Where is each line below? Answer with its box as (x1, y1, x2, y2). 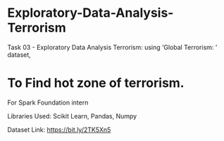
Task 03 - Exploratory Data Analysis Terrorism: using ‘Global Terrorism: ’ (7, 43, 218, 51)
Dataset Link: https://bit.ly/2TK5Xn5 (7, 125, 111, 134)
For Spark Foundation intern (7, 98, 89, 107)
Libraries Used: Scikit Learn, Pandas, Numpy (7, 112, 137, 120)
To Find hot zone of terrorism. (7, 75, 185, 91)
